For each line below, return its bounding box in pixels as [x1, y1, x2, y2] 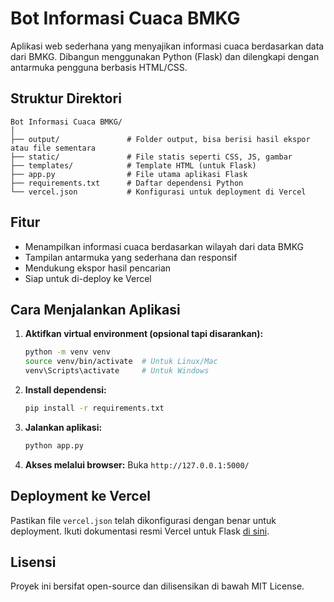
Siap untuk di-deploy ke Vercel [24, 272, 152, 284]
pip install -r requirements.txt [24, 403, 165, 413]
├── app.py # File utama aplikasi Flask [10, 169, 248, 179]
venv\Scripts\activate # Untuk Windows [24, 366, 210, 376]
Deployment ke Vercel [10, 488, 151, 505]
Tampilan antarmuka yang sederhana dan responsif [24, 251, 238, 263]
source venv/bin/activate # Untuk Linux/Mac [24, 357, 218, 367]
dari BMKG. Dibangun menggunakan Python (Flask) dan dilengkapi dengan [10, 50, 320, 62]
